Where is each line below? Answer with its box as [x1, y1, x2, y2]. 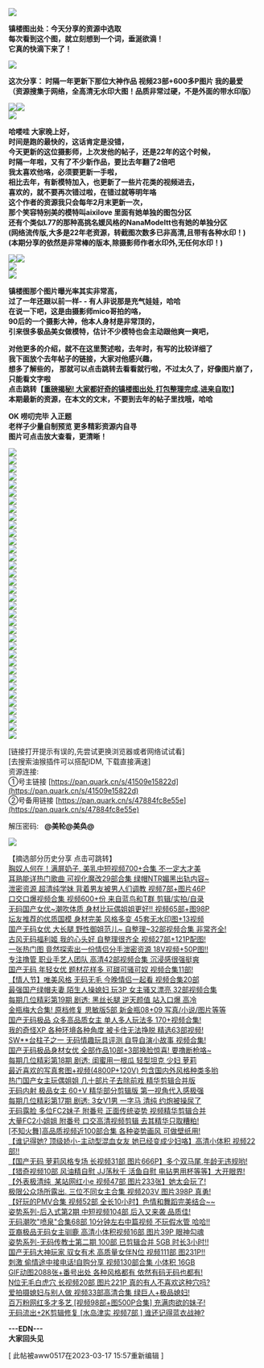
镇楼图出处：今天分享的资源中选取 [8, 24, 122, 33]
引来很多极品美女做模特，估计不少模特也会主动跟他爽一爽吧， [8, 327, 213, 336]
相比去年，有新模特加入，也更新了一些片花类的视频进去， [8, 178, 199, 187]
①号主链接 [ [8, 777, 52, 787]
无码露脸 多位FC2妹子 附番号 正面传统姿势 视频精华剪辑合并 [8, 1106, 207, 1115]
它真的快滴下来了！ [8, 44, 72, 53]
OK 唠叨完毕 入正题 [8, 412, 72, 421]
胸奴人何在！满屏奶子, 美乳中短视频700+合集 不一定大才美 [8, 864, 201, 873]
